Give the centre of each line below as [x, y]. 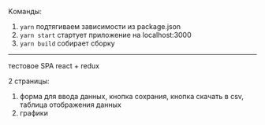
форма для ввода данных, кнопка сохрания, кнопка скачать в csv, [132, 96]
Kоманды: [25, 11]
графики [34, 113]
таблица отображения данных [71, 105]
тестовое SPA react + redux [54, 66]
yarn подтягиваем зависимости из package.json [100, 26]
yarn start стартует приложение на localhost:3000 [105, 35]
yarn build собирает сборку [67, 43]
